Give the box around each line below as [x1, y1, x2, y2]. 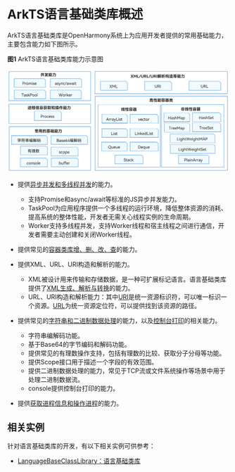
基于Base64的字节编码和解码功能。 [27, 340, 131, 348]
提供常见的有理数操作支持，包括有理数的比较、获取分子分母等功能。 [27, 349, 226, 357]
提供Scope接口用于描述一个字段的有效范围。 [27, 357, 158, 366]
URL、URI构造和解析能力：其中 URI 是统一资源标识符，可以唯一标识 [27, 293, 222, 301]
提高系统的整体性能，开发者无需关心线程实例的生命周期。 [27, 212, 195, 221]
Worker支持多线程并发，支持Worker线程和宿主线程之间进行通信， [27, 221, 219, 229]
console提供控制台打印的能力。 [27, 384, 120, 393]
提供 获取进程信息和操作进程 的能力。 [17, 399, 123, 407]
